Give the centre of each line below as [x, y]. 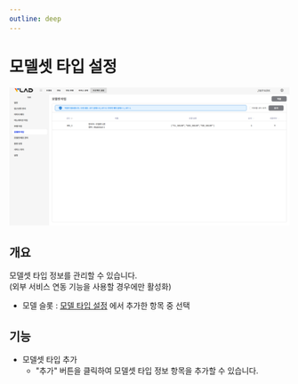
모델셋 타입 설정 [63, 66]
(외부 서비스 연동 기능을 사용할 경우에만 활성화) [90, 287]
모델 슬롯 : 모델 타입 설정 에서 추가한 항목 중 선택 [106, 306]
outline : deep [36, 19]
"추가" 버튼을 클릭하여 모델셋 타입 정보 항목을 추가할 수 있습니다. [147, 371]
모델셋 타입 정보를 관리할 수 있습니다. [73, 275]
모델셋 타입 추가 [49, 360]
